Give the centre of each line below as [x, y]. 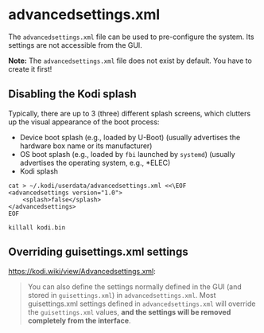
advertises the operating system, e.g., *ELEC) [95, 163]
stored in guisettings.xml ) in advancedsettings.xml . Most [122, 295]
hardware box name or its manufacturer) [86, 146]
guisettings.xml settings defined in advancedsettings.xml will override [142, 304]
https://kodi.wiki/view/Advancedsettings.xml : [82, 271]
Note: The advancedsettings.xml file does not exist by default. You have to [130, 61]
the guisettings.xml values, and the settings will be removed [129, 311]
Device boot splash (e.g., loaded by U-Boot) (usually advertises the [130, 137]
